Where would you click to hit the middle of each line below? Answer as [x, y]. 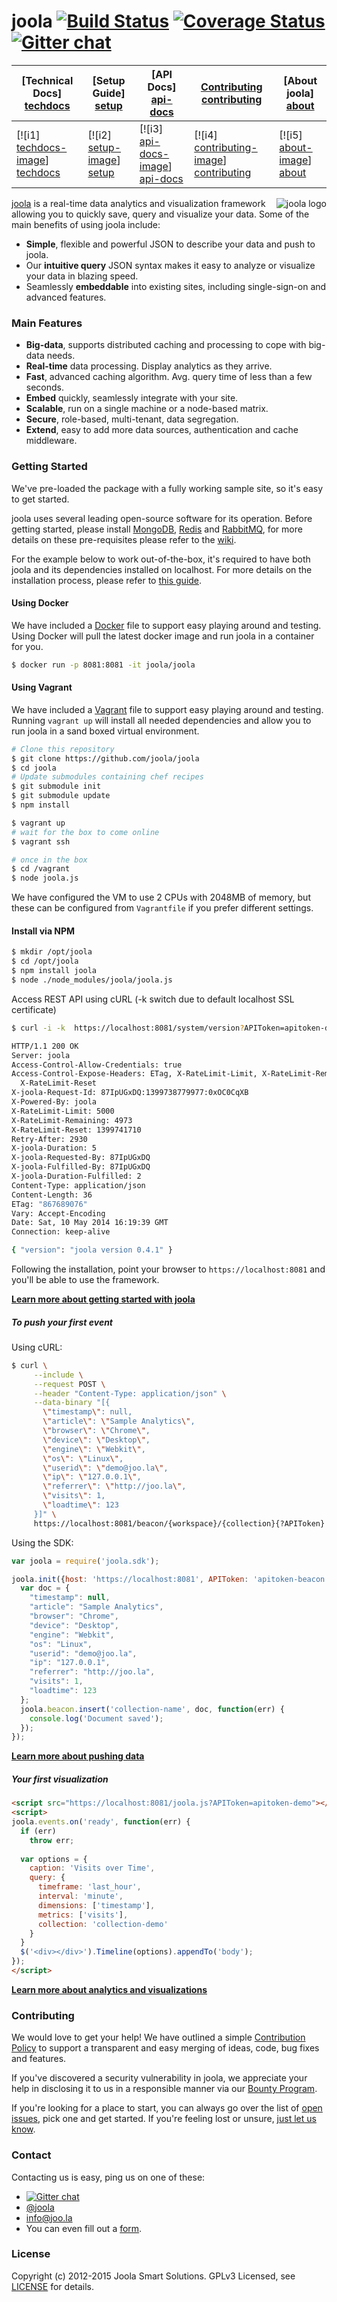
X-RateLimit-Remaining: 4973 [72, 1120]
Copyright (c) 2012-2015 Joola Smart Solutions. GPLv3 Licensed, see [153, 2276]
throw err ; [52, 1840]
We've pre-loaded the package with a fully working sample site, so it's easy [167, 488]
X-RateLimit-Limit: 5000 [63, 1111]
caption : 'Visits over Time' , [92, 1868]
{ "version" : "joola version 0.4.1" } [92, 1250]
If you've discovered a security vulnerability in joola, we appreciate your [159, 2078]
